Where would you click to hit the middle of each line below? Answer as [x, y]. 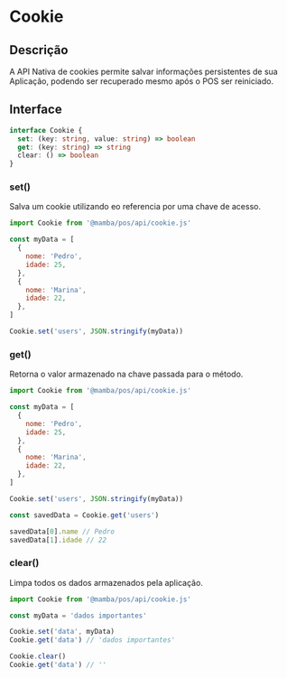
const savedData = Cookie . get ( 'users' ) [84, 515]
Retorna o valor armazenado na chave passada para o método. [126, 374]
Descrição [39, 50]
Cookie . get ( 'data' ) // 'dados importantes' [93, 640]
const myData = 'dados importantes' [78, 616]
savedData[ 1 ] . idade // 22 [58, 540]
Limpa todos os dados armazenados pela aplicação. [106, 582]
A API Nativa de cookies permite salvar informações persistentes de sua [143, 71]
